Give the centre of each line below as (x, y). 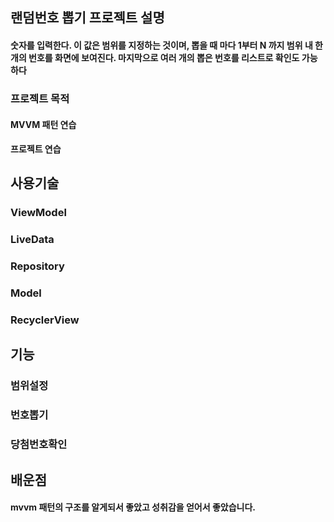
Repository (37, 266)
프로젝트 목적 (40, 98)
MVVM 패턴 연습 (43, 124)
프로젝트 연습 (36, 149)
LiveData (32, 240)
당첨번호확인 (39, 445)
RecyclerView (45, 320)
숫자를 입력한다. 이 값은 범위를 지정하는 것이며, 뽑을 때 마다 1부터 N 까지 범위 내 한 (166, 45)
